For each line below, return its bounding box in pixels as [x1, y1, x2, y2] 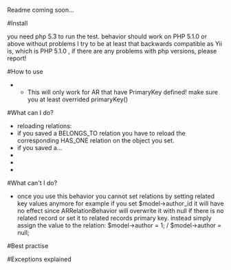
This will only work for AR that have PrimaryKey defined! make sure [27, 88, 219, 96]
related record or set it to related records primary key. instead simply [16, 214, 212, 222]
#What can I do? [7, 109, 54, 116]
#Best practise [7, 242, 49, 249]
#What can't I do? [7, 179, 58, 187]
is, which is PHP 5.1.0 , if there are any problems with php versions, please [7, 47, 217, 55]
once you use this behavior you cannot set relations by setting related [16, 192, 215, 200]
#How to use [7, 68, 43, 75]
